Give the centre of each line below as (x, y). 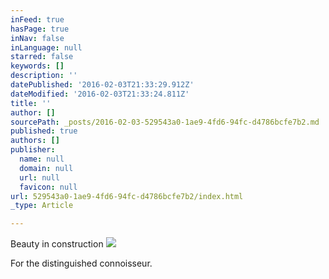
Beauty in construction (57, 244)
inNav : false (37, 38)
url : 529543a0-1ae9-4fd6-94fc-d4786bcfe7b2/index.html (127, 196)
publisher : (33, 150)
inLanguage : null (46, 47)
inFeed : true (37, 19)
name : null (42, 159)
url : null (39, 177)
